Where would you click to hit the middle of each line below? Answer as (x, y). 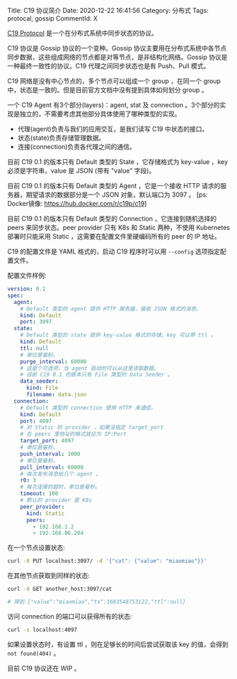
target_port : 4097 (47, 441)
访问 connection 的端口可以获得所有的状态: (70, 616)
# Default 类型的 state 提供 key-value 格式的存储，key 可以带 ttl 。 (118, 335)
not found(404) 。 (34, 653)
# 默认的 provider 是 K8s (56, 500)
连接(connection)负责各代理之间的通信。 (76, 147)
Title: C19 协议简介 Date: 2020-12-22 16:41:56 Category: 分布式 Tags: (108, 10)
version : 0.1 (27, 289)
